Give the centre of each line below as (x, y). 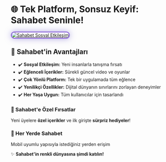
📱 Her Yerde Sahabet (37, 133)
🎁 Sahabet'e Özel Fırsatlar (43, 109)
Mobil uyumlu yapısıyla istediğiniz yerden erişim (61, 144)
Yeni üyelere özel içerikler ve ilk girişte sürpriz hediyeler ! (71, 120)
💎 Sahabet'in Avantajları (49, 52)
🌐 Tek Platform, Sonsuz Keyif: (75, 9)
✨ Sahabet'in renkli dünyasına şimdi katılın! (57, 154)
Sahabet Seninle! (47, 20)
